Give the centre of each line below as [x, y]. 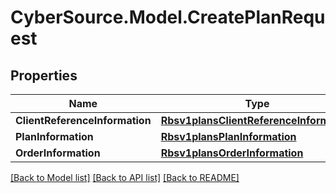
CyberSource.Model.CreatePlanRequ [168, 17]
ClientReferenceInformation [83, 120]
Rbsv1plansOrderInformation [232, 153]
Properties [44, 75]
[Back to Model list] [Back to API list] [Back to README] [125, 177]
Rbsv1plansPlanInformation [228, 136]
